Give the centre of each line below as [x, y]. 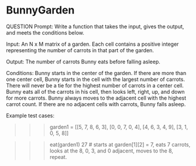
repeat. [58, 157]
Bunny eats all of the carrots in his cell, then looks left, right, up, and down [96, 92]
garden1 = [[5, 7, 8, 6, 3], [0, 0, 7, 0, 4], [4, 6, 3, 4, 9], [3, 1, [119, 127]
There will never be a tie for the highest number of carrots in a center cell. [95, 85]
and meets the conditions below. [45, 32]
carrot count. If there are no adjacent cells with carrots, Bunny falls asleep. [96, 104]
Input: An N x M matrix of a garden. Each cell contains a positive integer [92, 44]
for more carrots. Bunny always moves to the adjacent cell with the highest [96, 98]
